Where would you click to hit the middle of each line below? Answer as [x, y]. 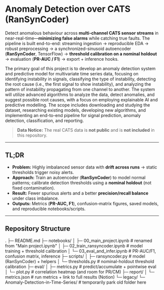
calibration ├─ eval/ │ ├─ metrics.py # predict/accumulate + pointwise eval [81, 266]
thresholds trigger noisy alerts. [43, 172]
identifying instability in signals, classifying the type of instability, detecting [81, 79]
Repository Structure [38, 229]
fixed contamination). [33, 188]
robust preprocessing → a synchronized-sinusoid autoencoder [68, 48]
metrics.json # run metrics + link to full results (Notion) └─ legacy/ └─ [75, 277]
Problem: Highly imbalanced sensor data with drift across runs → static [85, 167]
